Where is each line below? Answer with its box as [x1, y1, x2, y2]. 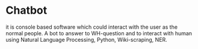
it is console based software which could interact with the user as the [5, 23, 178, 30]
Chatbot [5, 4, 48, 17]
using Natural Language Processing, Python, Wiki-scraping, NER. [5, 36, 168, 43]
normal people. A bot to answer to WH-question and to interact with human [5, 29, 193, 36]
